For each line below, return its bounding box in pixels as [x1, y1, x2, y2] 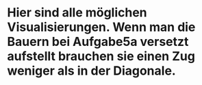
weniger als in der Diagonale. [7, 63, 176, 79]
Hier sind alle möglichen [7, 5, 147, 21]
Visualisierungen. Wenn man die [7, 19, 196, 35]
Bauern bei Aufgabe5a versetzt [7, 34, 189, 49]
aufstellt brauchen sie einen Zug [7, 49, 195, 64]
